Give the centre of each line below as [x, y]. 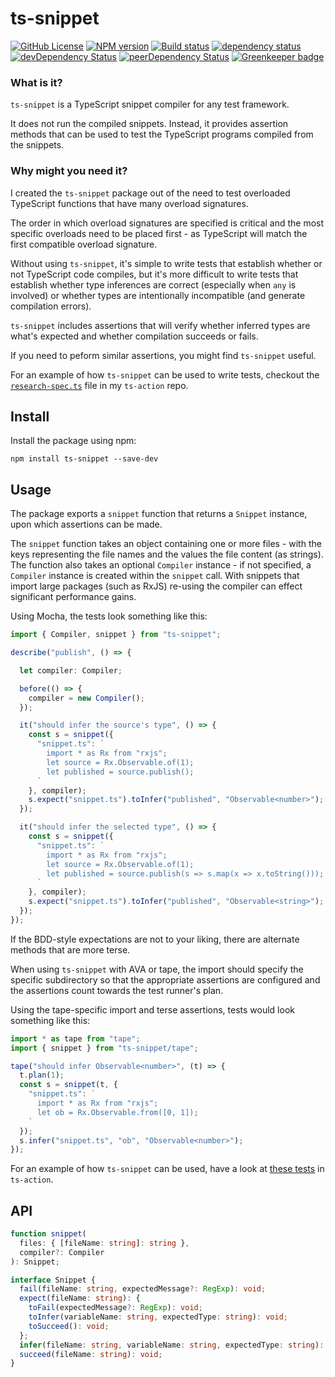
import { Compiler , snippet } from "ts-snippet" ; [116, 635]
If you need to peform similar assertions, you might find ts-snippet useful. [163, 355]
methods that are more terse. [70, 949]
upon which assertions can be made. [86, 524]
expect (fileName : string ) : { [80, 1298]
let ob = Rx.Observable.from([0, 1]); [117, 1112]
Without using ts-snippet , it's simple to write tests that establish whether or [166, 263]
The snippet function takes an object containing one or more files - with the [166, 544]
